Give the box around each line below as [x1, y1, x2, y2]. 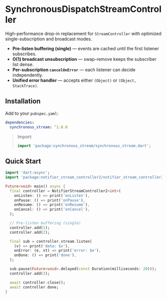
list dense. [12, 61, 34, 67]
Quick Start [5, 157, 41, 165]
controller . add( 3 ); [9, 271, 50, 276]
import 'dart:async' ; [5, 170, 50, 175]
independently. [12, 72, 43, 78]
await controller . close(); [9, 280, 66, 285]
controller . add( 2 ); [9, 230, 50, 235]
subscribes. [12, 51, 37, 57]
